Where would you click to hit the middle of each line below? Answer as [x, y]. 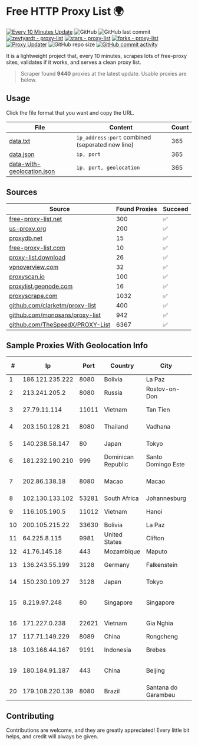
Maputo [157, 552]
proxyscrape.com [33, 296]
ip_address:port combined [114, 137]
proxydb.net [26, 238]
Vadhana [158, 427]
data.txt [20, 141]
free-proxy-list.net [36, 219]
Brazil [112, 691]
